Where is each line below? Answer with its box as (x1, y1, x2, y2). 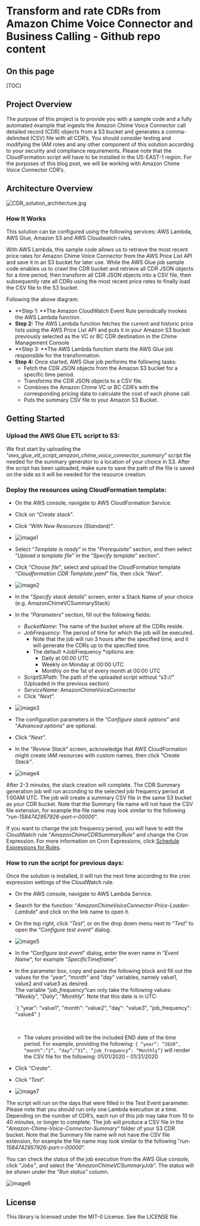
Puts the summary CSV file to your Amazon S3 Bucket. (23, 396, 159, 403)
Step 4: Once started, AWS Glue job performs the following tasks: (14, 358, 177, 365)
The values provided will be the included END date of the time (23, 1034, 176, 1041)
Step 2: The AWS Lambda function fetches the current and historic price (14, 320, 193, 327)
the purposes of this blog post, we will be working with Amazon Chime (6, 160, 180, 167)
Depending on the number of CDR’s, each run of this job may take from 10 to (6, 1112, 194, 1119)
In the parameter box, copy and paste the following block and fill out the (14, 967, 192, 975)
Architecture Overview (6, 184, 93, 194)
